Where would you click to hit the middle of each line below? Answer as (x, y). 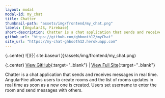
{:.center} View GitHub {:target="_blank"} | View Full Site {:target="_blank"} (80, 65)
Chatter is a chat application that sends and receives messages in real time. (82, 74)
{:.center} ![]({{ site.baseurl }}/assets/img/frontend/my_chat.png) (70, 55)
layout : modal (20, 10)
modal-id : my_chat (24, 14)
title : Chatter (21, 19)
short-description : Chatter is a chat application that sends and (74, 32)
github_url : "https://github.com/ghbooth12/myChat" (59, 37)
